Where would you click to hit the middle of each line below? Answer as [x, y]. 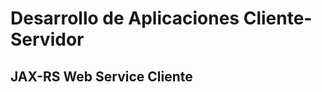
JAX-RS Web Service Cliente [101, 76]
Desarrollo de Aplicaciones [125, 18]
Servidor [47, 39]
